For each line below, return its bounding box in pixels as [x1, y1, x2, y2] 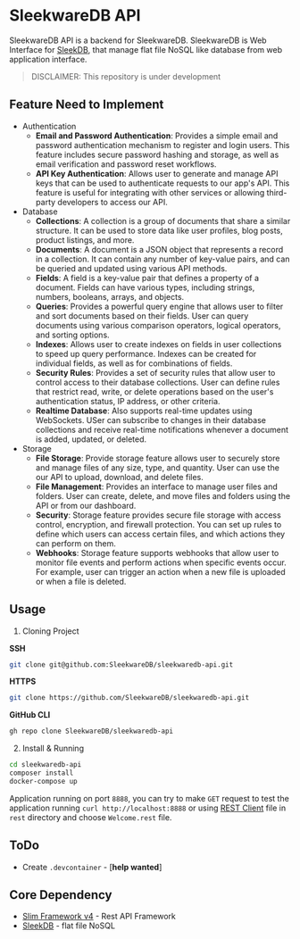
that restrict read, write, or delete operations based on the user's [35, 386, 274, 397]
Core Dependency [9, 887, 112, 902]
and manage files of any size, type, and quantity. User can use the [35, 461, 279, 473]
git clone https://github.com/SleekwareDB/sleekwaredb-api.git [9, 694, 250, 702]
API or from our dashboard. [35, 500, 137, 511]
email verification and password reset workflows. [35, 158, 217, 170]
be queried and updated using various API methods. [35, 262, 228, 273]
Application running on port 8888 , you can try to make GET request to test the [9, 793, 290, 803]
